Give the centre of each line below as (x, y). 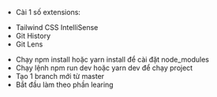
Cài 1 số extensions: (48, 12)
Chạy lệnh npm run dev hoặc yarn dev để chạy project (104, 68)
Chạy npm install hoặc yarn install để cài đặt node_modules (112, 60)
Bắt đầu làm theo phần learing (64, 84)
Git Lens (29, 44)
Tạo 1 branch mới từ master (60, 76)
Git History (33, 36)
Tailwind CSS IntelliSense (57, 27)
